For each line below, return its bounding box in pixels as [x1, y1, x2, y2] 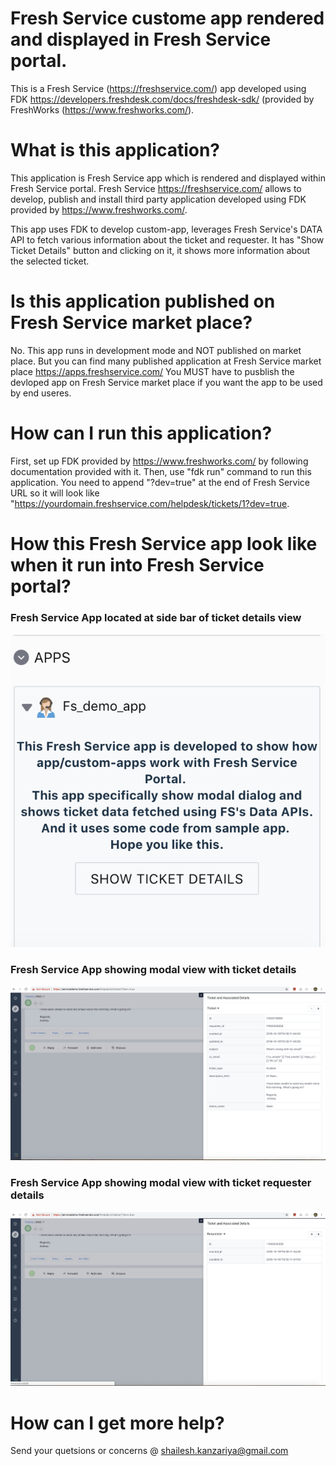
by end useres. [10, 387, 72, 399]
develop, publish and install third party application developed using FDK [10, 193, 307, 205]
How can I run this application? [10, 422, 273, 444]
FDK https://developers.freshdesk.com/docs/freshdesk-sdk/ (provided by [10, 93, 315, 105]
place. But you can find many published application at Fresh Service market [10, 355, 322, 367]
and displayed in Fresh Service [10, 28, 272, 51]
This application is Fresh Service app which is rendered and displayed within [10, 172, 326, 184]
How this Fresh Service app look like [10, 532, 318, 555]
